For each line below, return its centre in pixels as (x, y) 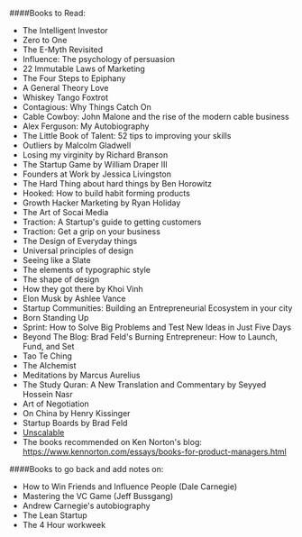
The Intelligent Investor (65, 30)
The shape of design (61, 279)
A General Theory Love (65, 88)
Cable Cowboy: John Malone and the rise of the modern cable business (156, 117)
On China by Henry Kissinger (76, 413)
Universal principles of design (78, 250)
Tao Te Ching (47, 356)
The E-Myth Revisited (63, 50)
